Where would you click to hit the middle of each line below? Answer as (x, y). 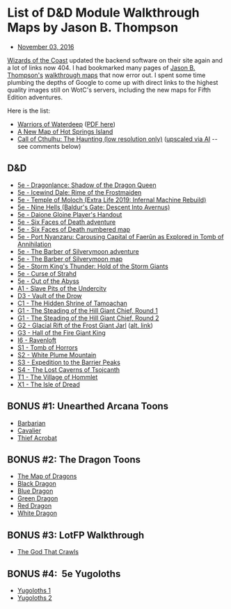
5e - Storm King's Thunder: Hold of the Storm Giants (93, 266)
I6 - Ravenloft (37, 340)
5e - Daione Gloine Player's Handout (70, 214)
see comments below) (49, 146)
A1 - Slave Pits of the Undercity (62, 288)
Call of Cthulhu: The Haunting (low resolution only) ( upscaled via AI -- (117, 139)
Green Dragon (38, 498)
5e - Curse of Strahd (47, 273)
